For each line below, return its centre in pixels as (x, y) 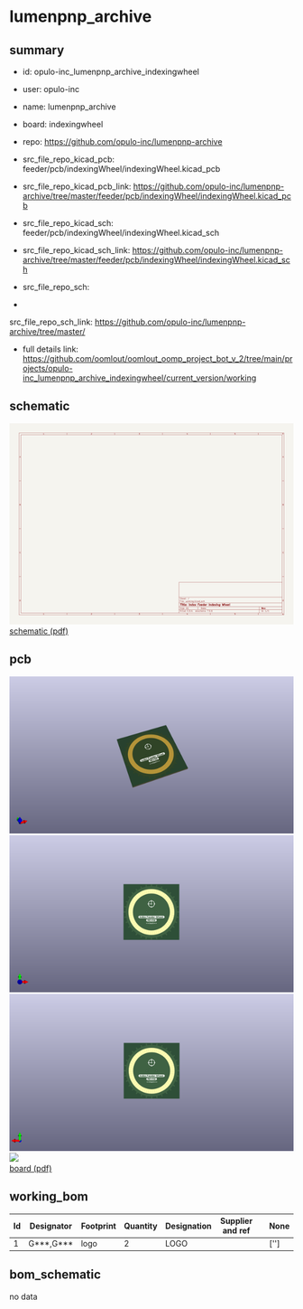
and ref (236, 1230)
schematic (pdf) (39, 631)
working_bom (49, 1196)
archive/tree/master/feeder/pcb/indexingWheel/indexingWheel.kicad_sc (156, 260)
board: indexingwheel (63, 124)
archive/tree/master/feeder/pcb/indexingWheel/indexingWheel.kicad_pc (156, 196)
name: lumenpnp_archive (69, 107)
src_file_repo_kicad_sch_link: (76, 250)
